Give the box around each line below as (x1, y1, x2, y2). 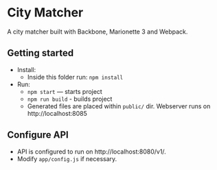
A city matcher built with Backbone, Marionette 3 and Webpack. (7, 27, 188, 36)
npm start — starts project (27, 87, 103, 95)
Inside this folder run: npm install (27, 73, 124, 81)
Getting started (7, 47, 74, 59)
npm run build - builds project (27, 95, 113, 103)
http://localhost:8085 (27, 109, 88, 117)
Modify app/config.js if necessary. (16, 154, 117, 162)
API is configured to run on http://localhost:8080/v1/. (16, 147, 166, 156)
